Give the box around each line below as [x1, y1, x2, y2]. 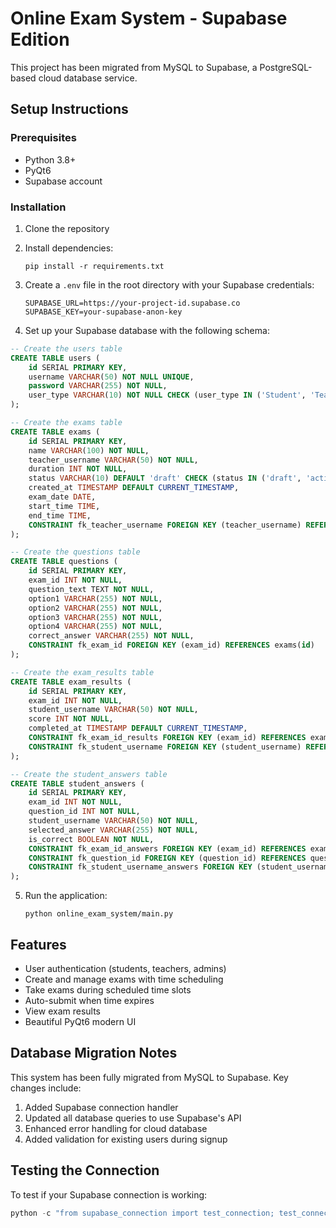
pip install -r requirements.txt [24, 261, 165, 271]
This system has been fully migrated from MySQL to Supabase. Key [10, 1071, 289, 1083]
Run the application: [24, 890, 108, 902]
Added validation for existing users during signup [24, 1133, 228, 1145]
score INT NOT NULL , [28, 714, 114, 724]
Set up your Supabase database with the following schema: [24, 324, 270, 336]
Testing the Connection [10, 1162, 160, 1179]
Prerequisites [10, 131, 77, 145]
